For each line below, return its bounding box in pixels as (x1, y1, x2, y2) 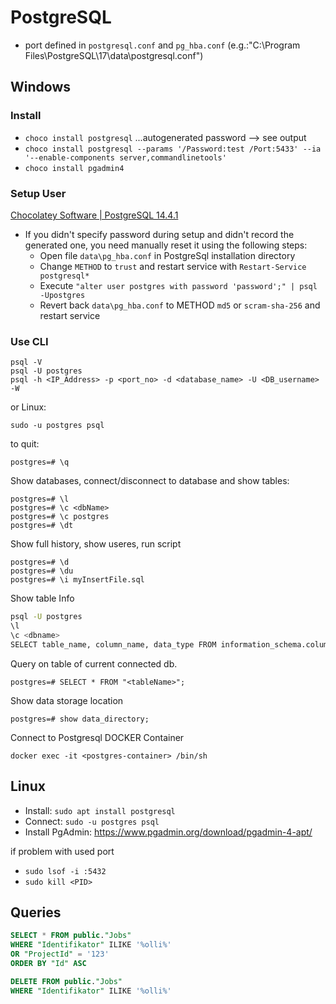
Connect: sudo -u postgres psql (24, 815, 160, 827)
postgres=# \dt (10, 521, 74, 531)
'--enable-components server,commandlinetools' (24, 152, 227, 163)
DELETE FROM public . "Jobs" (10, 976, 123, 986)
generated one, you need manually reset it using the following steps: (24, 239, 308, 251)
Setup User (10, 186, 67, 200)
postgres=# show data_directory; (10, 714, 150, 724)
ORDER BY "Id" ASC (10, 958, 87, 968)
